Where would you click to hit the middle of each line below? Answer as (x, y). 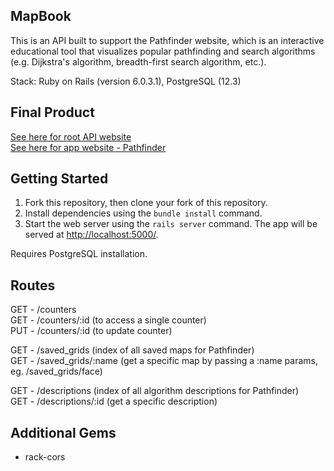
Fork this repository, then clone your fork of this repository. (146, 203)
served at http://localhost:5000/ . (91, 235)
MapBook (41, 16)
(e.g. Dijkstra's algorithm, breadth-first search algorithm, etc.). (138, 61)
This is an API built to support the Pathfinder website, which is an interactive (167, 40)
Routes (33, 285)
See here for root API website (71, 136)
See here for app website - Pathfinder (88, 147)
